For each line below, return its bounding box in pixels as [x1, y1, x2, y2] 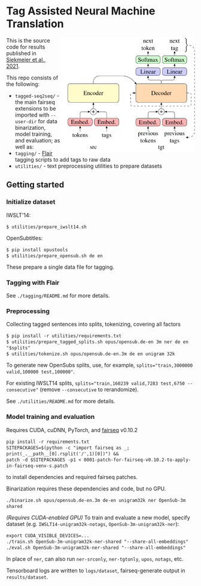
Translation [6, 17, 64, 31]
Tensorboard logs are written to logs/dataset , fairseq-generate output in [6, 567, 185, 574]
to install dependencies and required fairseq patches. [6, 473, 138, 480]
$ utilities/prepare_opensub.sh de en [6, 252, 103, 259]
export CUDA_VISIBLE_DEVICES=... [6, 533, 90, 539]
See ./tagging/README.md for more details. [6, 291, 110, 299]
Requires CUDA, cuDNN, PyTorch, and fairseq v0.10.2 [6, 426, 138, 433]
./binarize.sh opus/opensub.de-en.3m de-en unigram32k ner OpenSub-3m [6, 497, 186, 503]
